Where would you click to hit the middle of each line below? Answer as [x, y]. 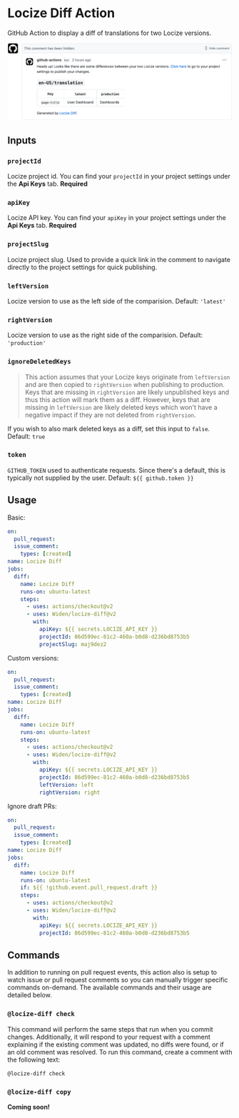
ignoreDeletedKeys [39, 362]
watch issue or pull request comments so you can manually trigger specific [118, 980]
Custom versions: [33, 658]
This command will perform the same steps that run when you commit [110, 1029]
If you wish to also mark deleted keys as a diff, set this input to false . [109, 428]
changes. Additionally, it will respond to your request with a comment [109, 1037]
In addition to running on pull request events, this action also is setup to [112, 972]
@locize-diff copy [39, 1092]
